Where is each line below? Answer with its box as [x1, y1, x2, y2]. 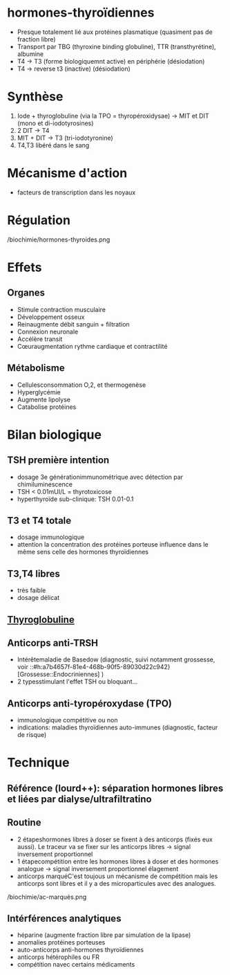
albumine [17, 50, 44, 58]
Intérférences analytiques [7, 912, 122, 924]
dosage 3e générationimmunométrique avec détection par [17, 473, 184, 481]
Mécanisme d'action [7, 165, 128, 181]
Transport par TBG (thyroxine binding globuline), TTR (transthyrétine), [17, 42, 216, 51]
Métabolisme [7, 362, 65, 374]
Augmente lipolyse [17, 395, 71, 403]
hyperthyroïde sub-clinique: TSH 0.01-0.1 [17, 495, 134, 503]
